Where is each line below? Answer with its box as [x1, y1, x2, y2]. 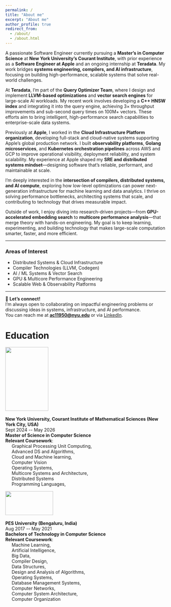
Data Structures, [12, 564, 46, 570]
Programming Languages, [12, 481, 66, 487]
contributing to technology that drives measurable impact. [5, 198, 127, 205]
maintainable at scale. [5, 167, 51, 173]
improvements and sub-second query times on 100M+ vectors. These [5, 108, 152, 115]
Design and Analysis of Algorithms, [12, 569, 85, 575]
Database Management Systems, [12, 580, 81, 586]
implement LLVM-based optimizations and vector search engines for [5, 92, 153, 98]
